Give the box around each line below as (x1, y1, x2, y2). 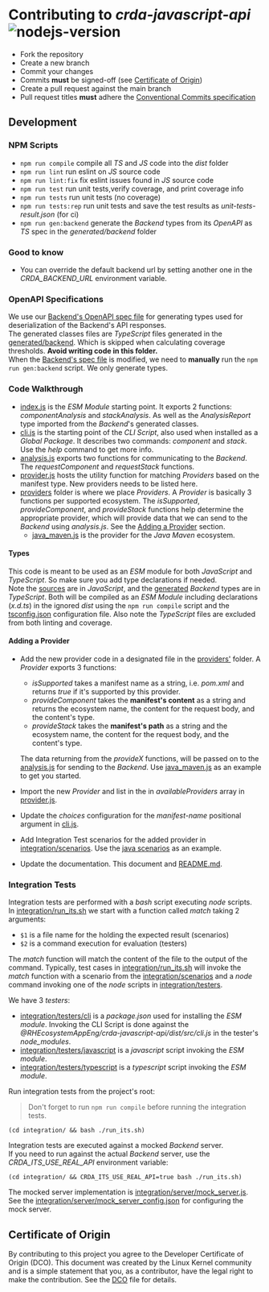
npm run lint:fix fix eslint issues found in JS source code (19, 175, 214, 184)
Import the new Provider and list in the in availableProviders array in (19, 786, 245, 796)
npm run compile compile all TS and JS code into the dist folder (19, 158, 229, 168)
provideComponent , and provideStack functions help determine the (19, 504, 244, 514)
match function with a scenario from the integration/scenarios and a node (8, 971, 253, 981)
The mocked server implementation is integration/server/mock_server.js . (8, 1187, 249, 1197)
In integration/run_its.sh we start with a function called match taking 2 (8, 906, 240, 916)
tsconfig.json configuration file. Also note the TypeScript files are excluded (8, 609, 256, 619)
